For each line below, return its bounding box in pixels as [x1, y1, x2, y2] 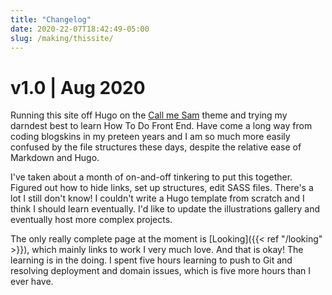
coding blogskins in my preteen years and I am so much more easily [10, 131, 291, 143]
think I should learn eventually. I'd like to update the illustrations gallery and [10, 203, 321, 215]
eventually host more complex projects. [10, 214, 173, 226]
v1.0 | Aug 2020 [10, 76, 146, 99]
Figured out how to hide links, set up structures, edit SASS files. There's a [10, 182, 314, 194]
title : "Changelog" [10, 14, 92, 25]
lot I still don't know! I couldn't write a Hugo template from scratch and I [10, 192, 305, 205]
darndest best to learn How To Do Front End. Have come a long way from [10, 120, 313, 132]
